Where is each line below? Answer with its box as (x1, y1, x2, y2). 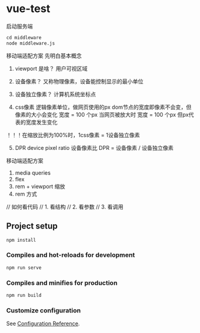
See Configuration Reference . (6, 320, 80, 328)
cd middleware (6, 34, 42, 40)
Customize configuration (6, 306, 81, 315)
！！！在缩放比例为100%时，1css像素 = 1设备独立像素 (6, 131, 140, 138)
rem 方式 (14, 190, 37, 198)
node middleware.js (6, 40, 55, 47)
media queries (14, 169, 51, 176)
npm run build (6, 293, 42, 299)
